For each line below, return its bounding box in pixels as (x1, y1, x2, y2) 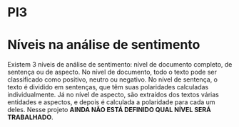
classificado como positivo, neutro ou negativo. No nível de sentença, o (7, 75, 218, 84)
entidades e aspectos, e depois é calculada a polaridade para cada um (7, 98, 215, 106)
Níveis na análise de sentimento (7, 37, 200, 53)
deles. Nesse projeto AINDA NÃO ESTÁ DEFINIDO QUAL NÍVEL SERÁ (7, 106, 212, 114)
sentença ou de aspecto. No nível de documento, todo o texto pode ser (7, 68, 218, 77)
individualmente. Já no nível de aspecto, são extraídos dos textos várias (7, 90, 219, 99)
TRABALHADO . (7, 113, 54, 121)
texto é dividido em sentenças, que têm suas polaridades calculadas (7, 83, 209, 92)
